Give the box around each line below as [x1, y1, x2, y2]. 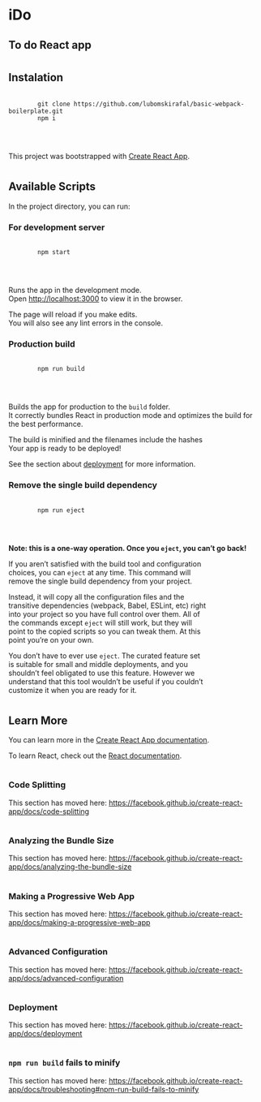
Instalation [8, 71, 63, 84]
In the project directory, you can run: [8, 201, 130, 211]
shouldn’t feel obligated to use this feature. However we [8, 668, 195, 678]
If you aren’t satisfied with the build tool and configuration [8, 558, 202, 569]
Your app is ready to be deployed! [8, 444, 122, 454]
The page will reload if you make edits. [8, 310, 138, 320]
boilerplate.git [8, 107, 63, 115]
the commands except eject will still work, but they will [8, 618, 193, 627]
